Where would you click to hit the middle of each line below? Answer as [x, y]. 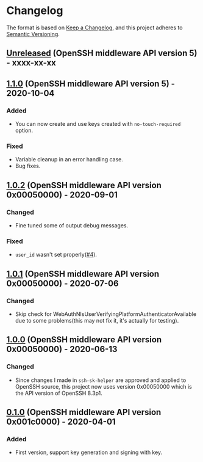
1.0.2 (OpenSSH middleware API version [84, 185]
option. [24, 130]
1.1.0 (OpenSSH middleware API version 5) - [91, 83]
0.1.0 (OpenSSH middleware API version [84, 412]
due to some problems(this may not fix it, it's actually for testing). [97, 320]
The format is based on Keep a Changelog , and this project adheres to [94, 28]
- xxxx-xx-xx [31, 63]
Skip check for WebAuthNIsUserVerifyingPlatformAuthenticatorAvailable [106, 314]
